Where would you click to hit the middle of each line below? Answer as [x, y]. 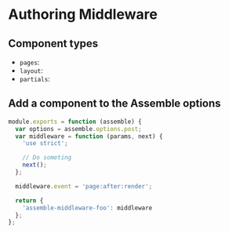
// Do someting [47, 158]
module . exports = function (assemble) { [75, 122]
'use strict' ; [45, 144]
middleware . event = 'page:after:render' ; [84, 186]
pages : [29, 62]
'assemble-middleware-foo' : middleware [87, 208]
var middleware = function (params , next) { [89, 136]
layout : [31, 71]
